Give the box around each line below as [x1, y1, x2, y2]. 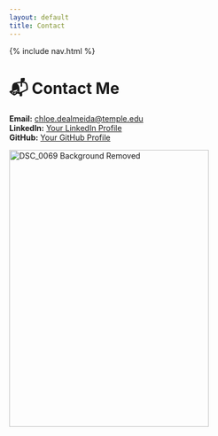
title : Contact [9, 21, 66, 30]
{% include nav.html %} [9, 45, 96, 56]
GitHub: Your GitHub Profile [9, 132, 111, 143]
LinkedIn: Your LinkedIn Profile [9, 123, 122, 134]
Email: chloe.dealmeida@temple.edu [9, 113, 144, 124]
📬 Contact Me [9, 78, 120, 98]
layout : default [9, 12, 69, 22]
